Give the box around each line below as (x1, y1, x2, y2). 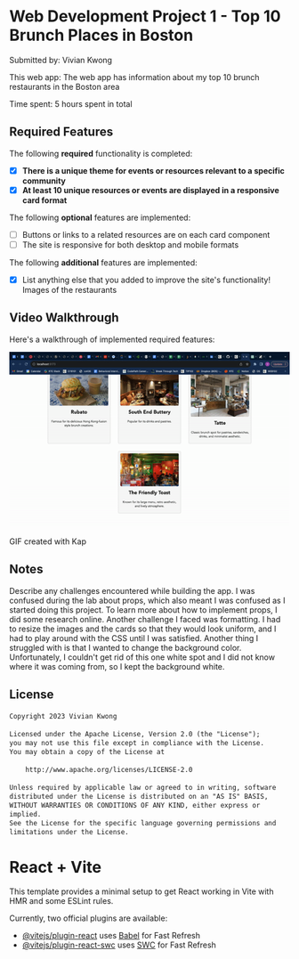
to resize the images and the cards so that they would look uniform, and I (9, 623, 277, 634)
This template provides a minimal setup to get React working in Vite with (9, 886, 274, 897)
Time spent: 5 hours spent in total (9, 98, 133, 109)
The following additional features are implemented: (9, 257, 198, 268)
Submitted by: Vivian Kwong (9, 54, 113, 65)
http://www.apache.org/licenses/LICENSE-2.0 (25, 765, 193, 774)
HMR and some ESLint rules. (9, 896, 114, 906)
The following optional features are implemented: (9, 212, 191, 223)
